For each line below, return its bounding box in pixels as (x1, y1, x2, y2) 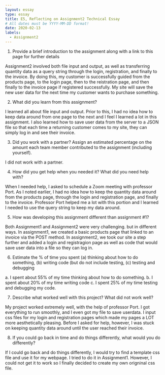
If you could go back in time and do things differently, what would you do (12, 334, 161, 340)
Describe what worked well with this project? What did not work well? (12, 294, 154, 300)
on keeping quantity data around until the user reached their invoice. (5, 325, 144, 331)
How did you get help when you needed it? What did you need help (12, 168, 149, 174)
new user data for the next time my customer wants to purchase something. (5, 89, 159, 95)
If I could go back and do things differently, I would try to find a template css (5, 349, 160, 355)
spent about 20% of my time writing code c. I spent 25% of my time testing (5, 280, 158, 286)
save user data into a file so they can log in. (5, 245, 94, 250)
